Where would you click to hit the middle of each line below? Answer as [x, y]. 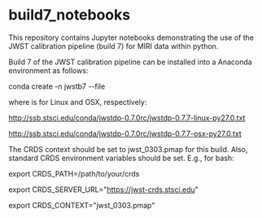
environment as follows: [48, 70]
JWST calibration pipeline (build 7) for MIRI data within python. [114, 46]
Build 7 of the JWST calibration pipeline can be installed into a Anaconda [130, 62]
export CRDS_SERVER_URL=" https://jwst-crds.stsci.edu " [104, 190]
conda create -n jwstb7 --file [57, 86]
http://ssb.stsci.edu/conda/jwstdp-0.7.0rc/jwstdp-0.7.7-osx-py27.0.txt [125, 133]
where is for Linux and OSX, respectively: [78, 102]
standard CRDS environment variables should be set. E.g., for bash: [121, 158]
